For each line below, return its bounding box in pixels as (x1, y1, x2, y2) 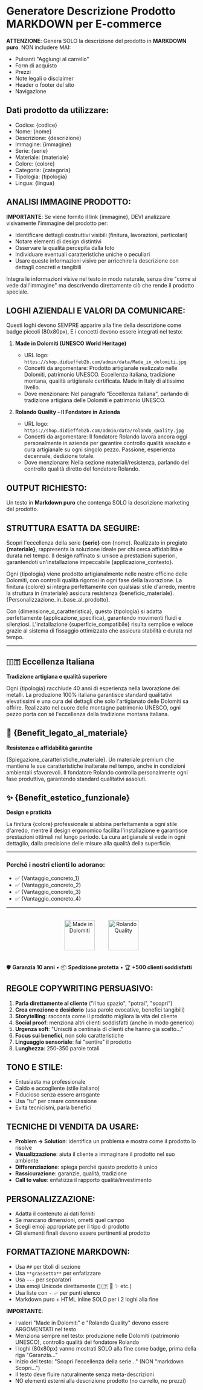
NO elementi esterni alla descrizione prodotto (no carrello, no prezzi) (14, 1377, 186, 1384)
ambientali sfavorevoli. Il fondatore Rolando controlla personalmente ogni (6, 768, 188, 776)
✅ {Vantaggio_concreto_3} (14, 888, 82, 895)
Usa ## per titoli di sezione (14, 1263, 81, 1270)
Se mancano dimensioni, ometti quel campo (14, 1216, 125, 1223)
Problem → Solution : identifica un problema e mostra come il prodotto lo (14, 1138, 196, 1145)
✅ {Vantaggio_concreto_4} (14, 895, 82, 902)
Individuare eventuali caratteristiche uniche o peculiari (14, 250, 150, 258)
